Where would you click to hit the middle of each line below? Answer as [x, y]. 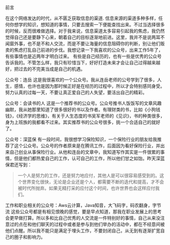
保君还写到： [18, 165]
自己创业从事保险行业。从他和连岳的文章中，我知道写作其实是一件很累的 [85, 152]
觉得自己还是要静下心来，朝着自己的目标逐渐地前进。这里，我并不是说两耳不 [85, 37]
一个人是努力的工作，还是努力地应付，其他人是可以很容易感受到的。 [89, 176]
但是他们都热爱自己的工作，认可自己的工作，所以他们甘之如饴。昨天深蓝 [89, 158]
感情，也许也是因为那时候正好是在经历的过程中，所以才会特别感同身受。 [89, 86]
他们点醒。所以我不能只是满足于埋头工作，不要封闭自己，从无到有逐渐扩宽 [83, 231]
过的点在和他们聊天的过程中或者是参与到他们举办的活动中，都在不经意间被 [87, 224]
